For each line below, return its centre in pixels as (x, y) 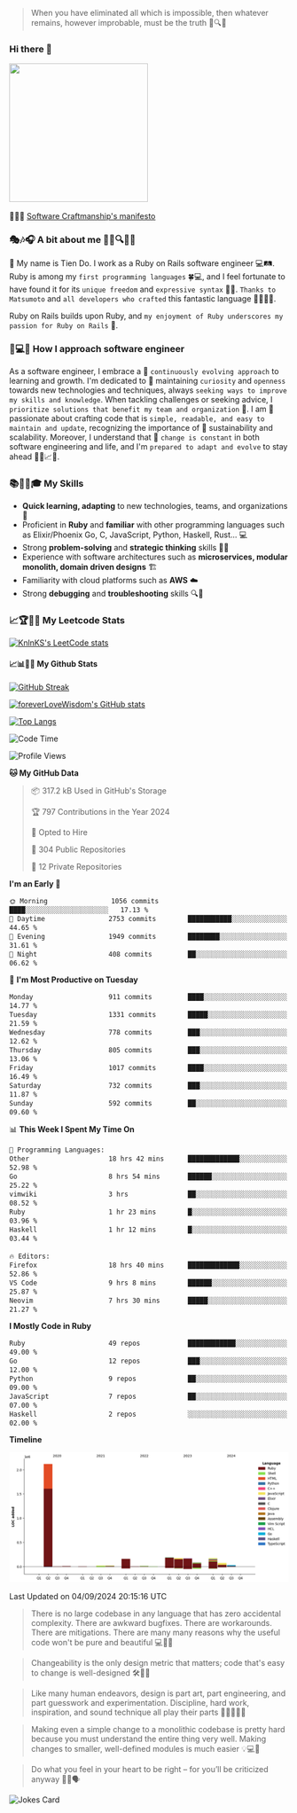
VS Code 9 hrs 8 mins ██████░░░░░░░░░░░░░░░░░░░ (148, 1283)
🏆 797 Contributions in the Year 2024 (100, 811)
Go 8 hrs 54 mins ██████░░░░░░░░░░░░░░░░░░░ (148, 1176)
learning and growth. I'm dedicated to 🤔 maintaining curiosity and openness (148, 380)
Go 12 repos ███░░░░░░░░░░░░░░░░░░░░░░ (148, 1361)
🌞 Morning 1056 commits (84, 901)
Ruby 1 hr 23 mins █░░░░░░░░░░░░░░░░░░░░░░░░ (148, 1212)
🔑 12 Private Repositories (76, 866)
